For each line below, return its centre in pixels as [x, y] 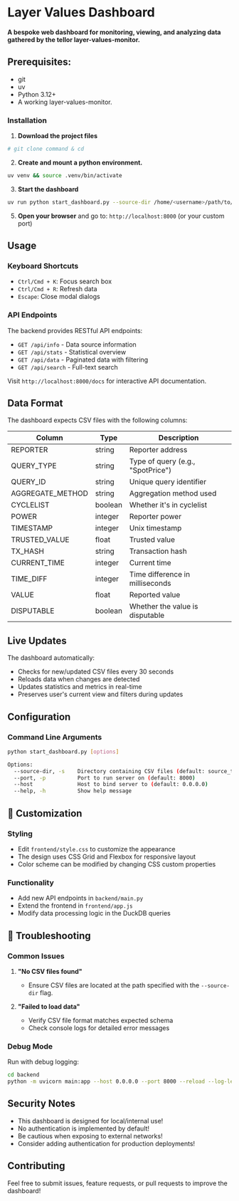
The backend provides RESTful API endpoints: [75, 330]
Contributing [36, 1166]
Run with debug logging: [43, 1062]
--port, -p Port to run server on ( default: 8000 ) [105, 778]
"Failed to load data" [49, 1006]
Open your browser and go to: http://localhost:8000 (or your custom [121, 216]
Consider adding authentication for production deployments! [106, 1143]
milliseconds [150, 583]
